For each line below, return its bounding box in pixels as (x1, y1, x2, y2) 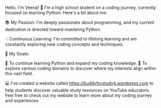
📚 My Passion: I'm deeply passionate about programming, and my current (5, 19, 154, 25)
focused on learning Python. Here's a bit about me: (5, 10, 107, 16)
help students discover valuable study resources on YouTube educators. (5, 88, 150, 93)
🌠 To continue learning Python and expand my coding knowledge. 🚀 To (5, 60, 147, 66)
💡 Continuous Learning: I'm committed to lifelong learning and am (5, 36, 137, 41)
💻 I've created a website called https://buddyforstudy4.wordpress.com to (5, 80, 154, 86)
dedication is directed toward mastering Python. (5, 27, 101, 32)
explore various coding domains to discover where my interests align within (5, 66, 157, 71)
